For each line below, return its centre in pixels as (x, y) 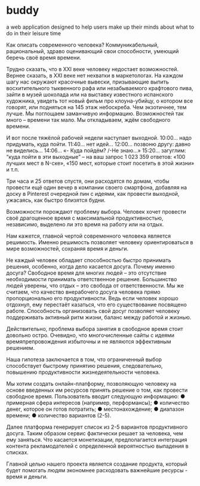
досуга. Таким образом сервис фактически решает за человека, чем (95, 433)
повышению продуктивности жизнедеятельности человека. (83, 372)
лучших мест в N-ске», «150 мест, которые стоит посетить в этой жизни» (100, 163)
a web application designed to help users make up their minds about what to (100, 27)
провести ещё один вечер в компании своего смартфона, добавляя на (96, 187)
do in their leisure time (34, 33)
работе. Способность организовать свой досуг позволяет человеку (93, 310)
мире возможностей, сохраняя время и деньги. (67, 248)
